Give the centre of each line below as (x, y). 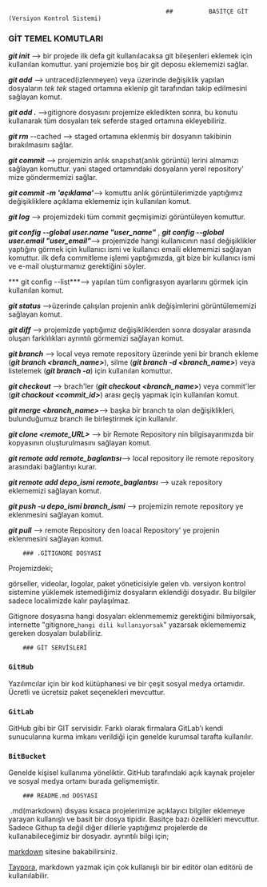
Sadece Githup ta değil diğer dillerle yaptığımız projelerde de (108, 828)
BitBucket (27, 756)
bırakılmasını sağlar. (41, 145)
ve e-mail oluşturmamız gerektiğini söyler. (77, 266)
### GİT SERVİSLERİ (55, 648)
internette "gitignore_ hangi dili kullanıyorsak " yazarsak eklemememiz (127, 625)
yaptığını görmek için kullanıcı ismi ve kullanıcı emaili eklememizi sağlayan (130, 250)
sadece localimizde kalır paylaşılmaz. (69, 601)
